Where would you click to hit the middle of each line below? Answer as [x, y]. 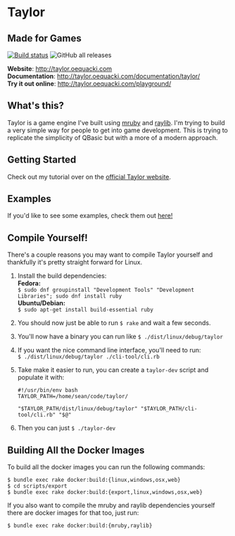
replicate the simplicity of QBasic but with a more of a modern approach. [113, 137]
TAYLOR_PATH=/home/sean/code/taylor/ [73, 397]
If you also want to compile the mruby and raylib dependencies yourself [112, 505]
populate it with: [41, 378]
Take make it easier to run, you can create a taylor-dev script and [113, 370]
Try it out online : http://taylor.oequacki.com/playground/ [89, 84]
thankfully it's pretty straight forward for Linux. [75, 262]
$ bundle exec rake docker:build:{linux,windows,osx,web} [94, 480]
